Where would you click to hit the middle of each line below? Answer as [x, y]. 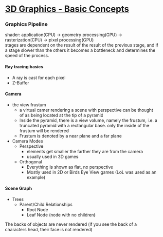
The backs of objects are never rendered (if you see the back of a [71, 224]
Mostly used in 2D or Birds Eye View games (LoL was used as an [91, 172]
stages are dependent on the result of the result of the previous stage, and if [82, 45]
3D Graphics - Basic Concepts [67, 9]
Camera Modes [27, 141]
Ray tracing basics [24, 67]
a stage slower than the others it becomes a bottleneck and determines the [80, 50]
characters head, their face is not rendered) [49, 230]
